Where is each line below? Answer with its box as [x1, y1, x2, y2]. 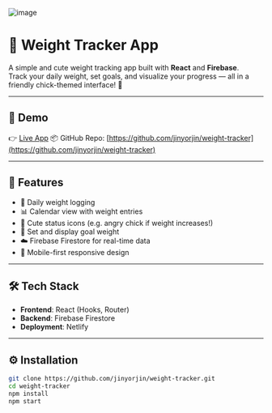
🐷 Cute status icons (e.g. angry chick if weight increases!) [19, 218, 214, 228]
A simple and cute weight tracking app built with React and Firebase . [8, 62, 240, 72]
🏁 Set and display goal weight [19, 227, 120, 236]
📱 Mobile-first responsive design [19, 247, 130, 257]
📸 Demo [8, 111, 49, 125]
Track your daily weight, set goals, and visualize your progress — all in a [8, 71, 249, 81]
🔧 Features [8, 176, 64, 189]
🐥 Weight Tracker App [8, 36, 159, 54]
